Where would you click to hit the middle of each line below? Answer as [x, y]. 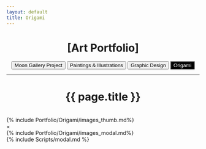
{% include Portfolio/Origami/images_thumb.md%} [71, 120]
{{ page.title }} [103, 97]
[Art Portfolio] [103, 48]
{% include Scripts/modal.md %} [48, 140]
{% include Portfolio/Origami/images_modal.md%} [70, 133]
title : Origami [26, 18]
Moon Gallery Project [38, 66]
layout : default [27, 12]
